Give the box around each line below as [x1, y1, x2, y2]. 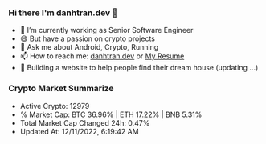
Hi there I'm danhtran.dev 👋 [8, 7, 118, 18]
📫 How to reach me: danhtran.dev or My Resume [19, 51, 185, 61]
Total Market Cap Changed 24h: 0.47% [19, 118, 150, 127]
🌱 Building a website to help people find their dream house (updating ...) [19, 63, 259, 73]
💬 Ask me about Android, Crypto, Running [19, 42, 159, 52]
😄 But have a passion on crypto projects [19, 34, 155, 43]
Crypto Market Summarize [8, 83, 114, 94]
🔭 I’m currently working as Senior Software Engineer [19, 26, 194, 35]
